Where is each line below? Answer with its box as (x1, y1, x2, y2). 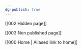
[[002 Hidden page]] (5, 20, 47, 26)
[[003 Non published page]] (5, 30, 62, 35)
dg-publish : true (5, 7, 41, 12)
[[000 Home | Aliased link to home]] (5, 39, 78, 45)
